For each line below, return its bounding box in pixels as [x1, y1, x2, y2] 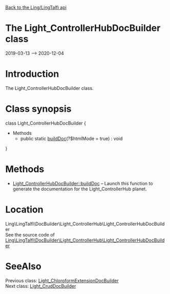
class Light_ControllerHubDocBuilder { [5, 120, 86, 126]
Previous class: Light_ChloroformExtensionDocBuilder [5, 277, 119, 284]
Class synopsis [5, 103, 72, 115]
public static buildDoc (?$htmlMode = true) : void [20, 135, 123, 142]
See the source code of [5, 231, 55, 238]
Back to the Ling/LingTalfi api [5, 5, 67, 10]
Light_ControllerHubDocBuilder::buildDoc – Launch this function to [12, 180, 153, 186]
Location [5, 204, 44, 215]
